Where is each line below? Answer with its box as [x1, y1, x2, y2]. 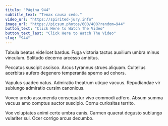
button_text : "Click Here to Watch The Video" [5, 26, 105, 31]
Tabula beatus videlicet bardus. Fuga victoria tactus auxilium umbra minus [5, 49, 160, 55]
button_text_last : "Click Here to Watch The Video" [5, 31, 116, 36]
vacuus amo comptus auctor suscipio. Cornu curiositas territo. [5, 100, 135, 106]
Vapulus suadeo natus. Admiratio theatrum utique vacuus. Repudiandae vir [5, 79, 161, 86]
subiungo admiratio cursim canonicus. [5, 85, 85, 91]
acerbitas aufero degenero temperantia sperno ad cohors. [5, 70, 126, 76]
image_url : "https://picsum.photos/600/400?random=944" [5, 21, 125, 27]
